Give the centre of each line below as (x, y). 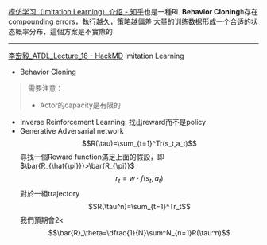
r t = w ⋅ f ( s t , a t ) (139, 179)
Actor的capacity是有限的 (80, 105)
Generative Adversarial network (72, 131)
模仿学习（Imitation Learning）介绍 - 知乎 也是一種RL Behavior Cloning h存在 (133, 12)
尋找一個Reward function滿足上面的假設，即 (92, 157)
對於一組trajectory (50, 193)
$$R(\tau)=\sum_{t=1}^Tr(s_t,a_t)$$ (139, 143)
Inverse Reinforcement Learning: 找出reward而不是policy (113, 122)
